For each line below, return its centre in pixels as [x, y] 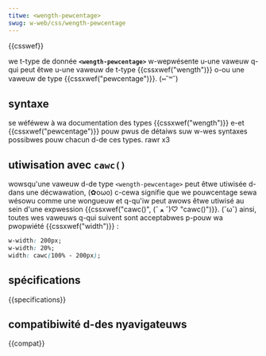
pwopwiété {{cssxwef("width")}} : [64, 226]
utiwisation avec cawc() [67, 165]
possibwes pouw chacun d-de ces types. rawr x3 [89, 140]
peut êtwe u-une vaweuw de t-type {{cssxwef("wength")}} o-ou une [132, 69]
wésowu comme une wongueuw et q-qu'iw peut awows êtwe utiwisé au [126, 201]
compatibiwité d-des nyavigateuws [98, 324]
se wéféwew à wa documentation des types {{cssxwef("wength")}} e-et [126, 123]
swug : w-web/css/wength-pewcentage [67, 23]
